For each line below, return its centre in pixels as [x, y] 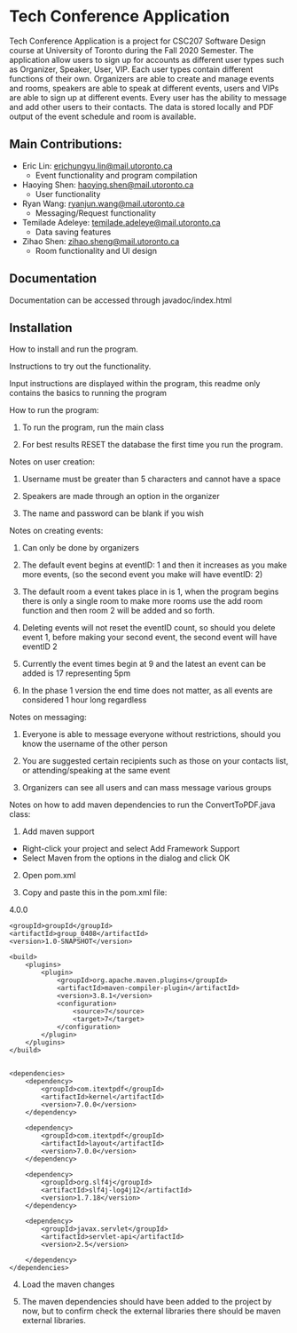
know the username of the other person [95, 744]
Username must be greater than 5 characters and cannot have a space [151, 479]
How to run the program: [54, 410]
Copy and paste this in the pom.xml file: [94, 893]
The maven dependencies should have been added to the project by [147, 1302]
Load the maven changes [68, 1284]
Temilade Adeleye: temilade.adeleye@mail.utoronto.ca [121, 222]
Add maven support [58, 831]
